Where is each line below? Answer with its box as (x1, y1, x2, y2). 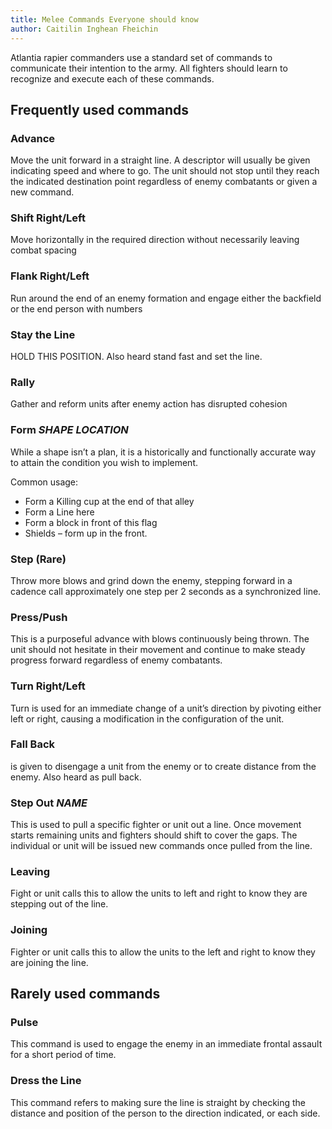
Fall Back (10, 737, 56, 751)
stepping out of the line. (10, 898, 109, 910)
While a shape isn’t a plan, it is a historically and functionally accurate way (10, 446, 317, 458)
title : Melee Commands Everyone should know (10, 14, 199, 25)
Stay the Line (10, 327, 76, 341)
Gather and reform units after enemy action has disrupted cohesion (10, 398, 288, 410)
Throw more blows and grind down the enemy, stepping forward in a (10, 574, 293, 586)
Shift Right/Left (10, 211, 86, 225)
